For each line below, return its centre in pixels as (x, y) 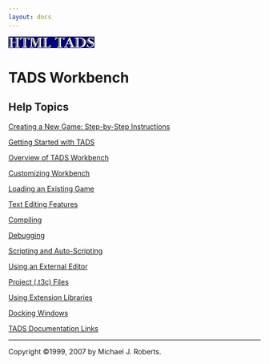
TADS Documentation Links (53, 328)
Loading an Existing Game (51, 188)
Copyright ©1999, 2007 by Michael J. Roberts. (85, 351)
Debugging (27, 235)
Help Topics (39, 107)
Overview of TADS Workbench (59, 157)
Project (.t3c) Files (39, 281)
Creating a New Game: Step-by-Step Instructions (89, 126)
